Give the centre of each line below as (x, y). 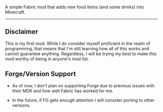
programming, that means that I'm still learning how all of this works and (77, 48)
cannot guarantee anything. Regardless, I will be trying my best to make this (81, 54)
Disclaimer (22, 32)
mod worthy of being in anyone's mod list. (47, 59)
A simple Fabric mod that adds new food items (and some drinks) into (74, 7)
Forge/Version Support (41, 74)
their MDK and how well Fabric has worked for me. (63, 91)
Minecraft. (15, 12)
